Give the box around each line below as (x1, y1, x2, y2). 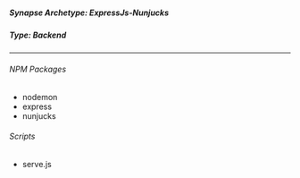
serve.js (21, 158, 52, 169)
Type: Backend (9, 30, 67, 40)
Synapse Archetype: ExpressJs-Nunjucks (9, 7, 170, 18)
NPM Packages (9, 64, 67, 74)
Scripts (9, 131, 36, 142)
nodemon (21, 91, 58, 102)
